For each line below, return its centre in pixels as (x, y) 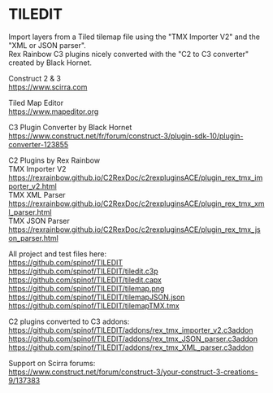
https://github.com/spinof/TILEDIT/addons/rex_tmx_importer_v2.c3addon (131, 330)
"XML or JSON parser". (48, 45)
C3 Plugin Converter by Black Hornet (70, 127)
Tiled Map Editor (36, 103)
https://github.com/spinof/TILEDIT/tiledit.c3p (83, 271)
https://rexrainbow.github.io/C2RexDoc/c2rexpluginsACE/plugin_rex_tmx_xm (137, 203)
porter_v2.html (32, 186)
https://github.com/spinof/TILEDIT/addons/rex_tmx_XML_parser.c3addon (131, 347)
